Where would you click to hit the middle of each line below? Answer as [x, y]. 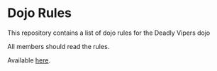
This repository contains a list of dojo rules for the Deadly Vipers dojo [109, 33]
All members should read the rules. [59, 46]
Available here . [29, 60]
